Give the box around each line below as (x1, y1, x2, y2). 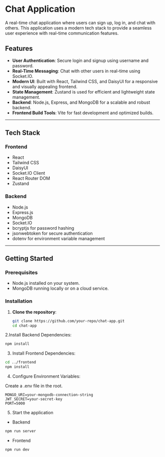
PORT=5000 (5, 401, 26, 406)
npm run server (5, 429, 36, 434)
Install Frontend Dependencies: (12, 350, 76, 356)
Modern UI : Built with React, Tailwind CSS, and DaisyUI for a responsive (12, 78, 158, 84)
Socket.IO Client (12, 170, 45, 176)
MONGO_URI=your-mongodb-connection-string (5, 393, 93, 397)
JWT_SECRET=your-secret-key (5, 397, 63, 402)
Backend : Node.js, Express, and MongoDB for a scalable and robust (12, 99, 151, 105)
